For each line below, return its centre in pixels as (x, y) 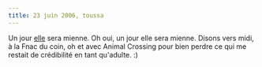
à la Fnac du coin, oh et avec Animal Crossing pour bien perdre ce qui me (127, 46)
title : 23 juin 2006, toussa (56, 15)
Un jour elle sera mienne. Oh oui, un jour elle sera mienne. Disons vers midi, (131, 38)
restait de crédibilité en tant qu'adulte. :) (73, 54)
